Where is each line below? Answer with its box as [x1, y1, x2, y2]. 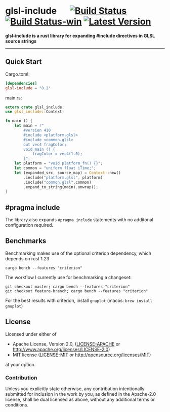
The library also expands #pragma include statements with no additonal [5, 217, 153, 223]
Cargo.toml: [5, 71, 30, 77]
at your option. [5, 361, 36, 367]
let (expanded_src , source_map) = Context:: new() [14, 170, 121, 175]
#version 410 [23, 128, 51, 133]
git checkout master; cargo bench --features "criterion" [5, 284, 130, 289]
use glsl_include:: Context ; [5, 109, 65, 114]
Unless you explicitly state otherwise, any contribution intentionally [5, 386, 145, 392]
